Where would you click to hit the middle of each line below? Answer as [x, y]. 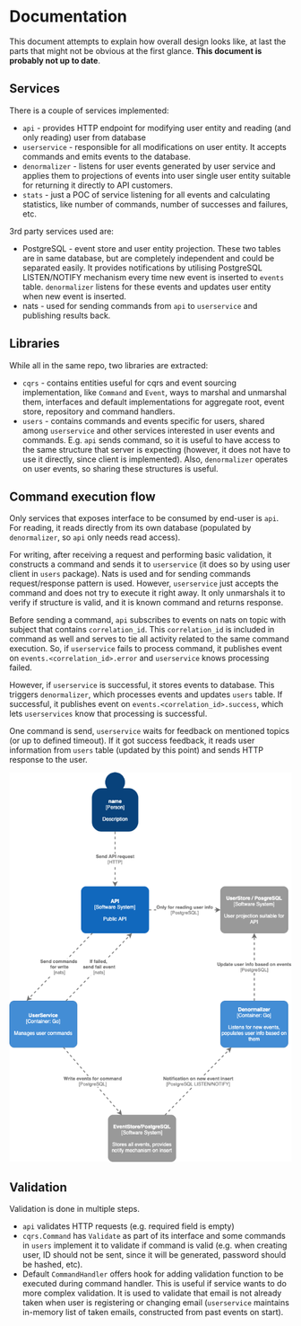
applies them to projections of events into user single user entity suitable [156, 175]
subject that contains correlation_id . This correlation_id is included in [142, 630]
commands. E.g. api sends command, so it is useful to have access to [151, 440]
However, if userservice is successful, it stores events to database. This [142, 685]
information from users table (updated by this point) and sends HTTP [137, 750]
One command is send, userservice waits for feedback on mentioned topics [149, 731]
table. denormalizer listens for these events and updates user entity [146, 287]
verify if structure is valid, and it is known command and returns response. [146, 603]
